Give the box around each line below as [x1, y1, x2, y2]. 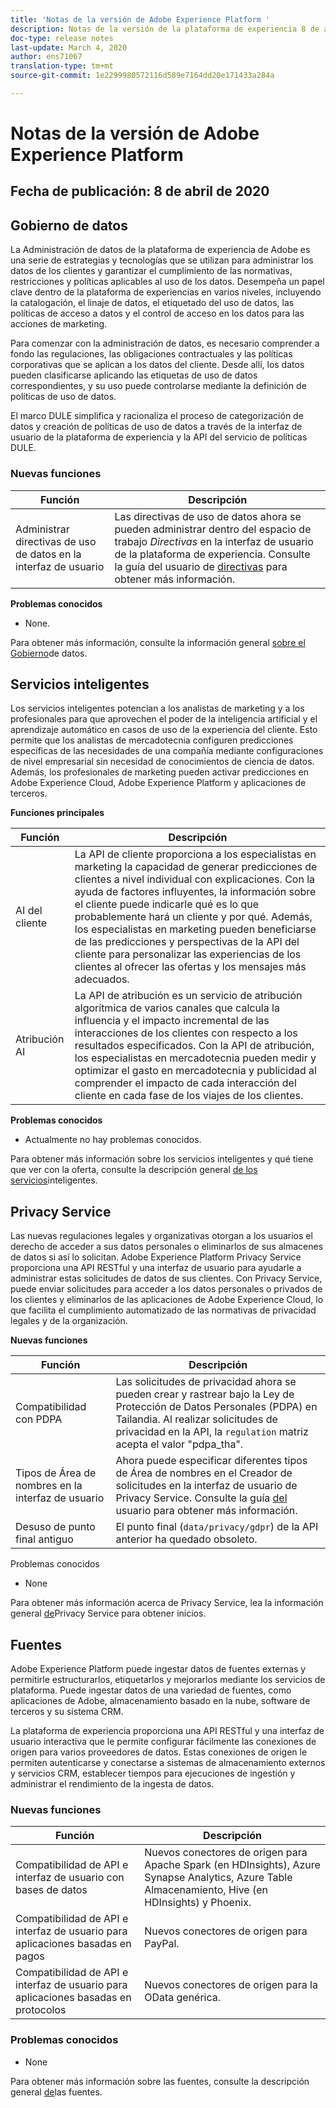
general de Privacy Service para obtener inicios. [10, 1607, 207, 1620]
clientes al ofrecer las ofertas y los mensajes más [74, 960, 307, 974]
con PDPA [15, 1412, 63, 1426]
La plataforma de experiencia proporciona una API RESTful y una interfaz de [10, 1725, 325, 1736]
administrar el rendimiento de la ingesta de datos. [10, 1778, 215, 1790]
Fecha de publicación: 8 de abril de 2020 [10, 183, 270, 200]
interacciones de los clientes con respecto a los [74, 1026, 298, 1040]
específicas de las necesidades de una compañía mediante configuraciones [10, 745, 324, 757]
